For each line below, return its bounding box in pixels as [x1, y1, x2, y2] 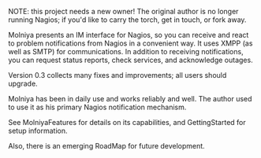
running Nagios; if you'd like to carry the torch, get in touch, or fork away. [8, 15, 247, 24]
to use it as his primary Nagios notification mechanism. [8, 102, 187, 112]
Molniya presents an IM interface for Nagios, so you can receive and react [8, 31, 249, 39]
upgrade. [8, 79, 38, 88]
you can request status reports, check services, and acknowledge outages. [8, 55, 254, 64]
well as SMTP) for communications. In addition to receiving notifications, [8, 47, 244, 56]
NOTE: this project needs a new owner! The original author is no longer [8, 7, 239, 16]
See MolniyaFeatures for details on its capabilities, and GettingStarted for [8, 118, 246, 127]
